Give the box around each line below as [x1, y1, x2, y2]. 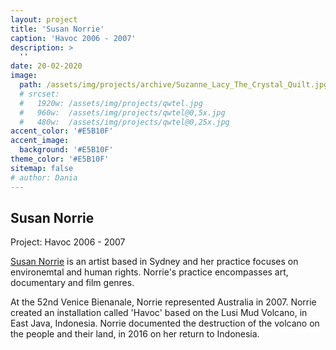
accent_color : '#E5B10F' [10, 126, 114, 136]
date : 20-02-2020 [10, 61, 83, 71]
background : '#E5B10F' [19, 145, 114, 155]
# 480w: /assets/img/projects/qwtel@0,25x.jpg [19, 117, 230, 127]
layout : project [10, 14, 78, 25]
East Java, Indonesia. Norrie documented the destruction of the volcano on [10, 317, 320, 330]
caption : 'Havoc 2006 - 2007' [10, 33, 137, 43]
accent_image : [10, 136, 70, 146]
